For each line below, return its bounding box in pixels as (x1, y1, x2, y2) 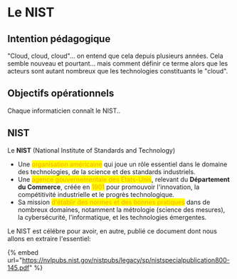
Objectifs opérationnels (7, 87, 115, 100)
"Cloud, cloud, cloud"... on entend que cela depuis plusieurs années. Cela (7, 51, 223, 60)
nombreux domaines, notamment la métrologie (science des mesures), (17, 205, 226, 214)
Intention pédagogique (7, 33, 111, 45)
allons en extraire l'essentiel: (7, 234, 91, 243)
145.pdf (7, 263, 30, 272)
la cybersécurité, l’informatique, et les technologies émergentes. (17, 213, 207, 221)
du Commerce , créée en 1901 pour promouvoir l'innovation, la (17, 183, 200, 191)
